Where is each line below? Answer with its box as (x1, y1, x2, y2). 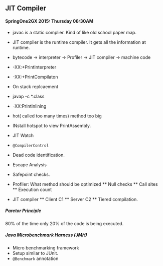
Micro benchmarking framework (12, 244, 79, 251)
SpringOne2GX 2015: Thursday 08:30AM (5, 18, 94, 24)
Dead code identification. (12, 152, 65, 158)
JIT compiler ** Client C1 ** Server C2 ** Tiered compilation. (12, 196, 138, 202)
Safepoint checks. (12, 171, 50, 177)
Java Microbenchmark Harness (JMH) (5, 232, 88, 238)
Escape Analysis (12, 161, 47, 168)
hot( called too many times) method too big (12, 113, 102, 119)
